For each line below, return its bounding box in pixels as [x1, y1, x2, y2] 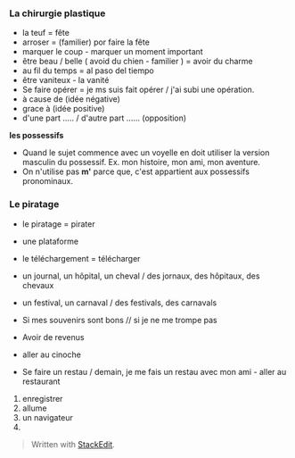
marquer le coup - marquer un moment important [21, 46, 203, 57]
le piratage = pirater [21, 218, 95, 229]
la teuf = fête [21, 28, 70, 38]
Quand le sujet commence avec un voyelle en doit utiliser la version [21, 147, 270, 158]
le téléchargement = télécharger [21, 253, 141, 263]
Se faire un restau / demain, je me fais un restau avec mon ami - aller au [21, 366, 287, 377]
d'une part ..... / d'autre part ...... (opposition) [21, 112, 187, 123]
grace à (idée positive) [21, 104, 105, 114]
